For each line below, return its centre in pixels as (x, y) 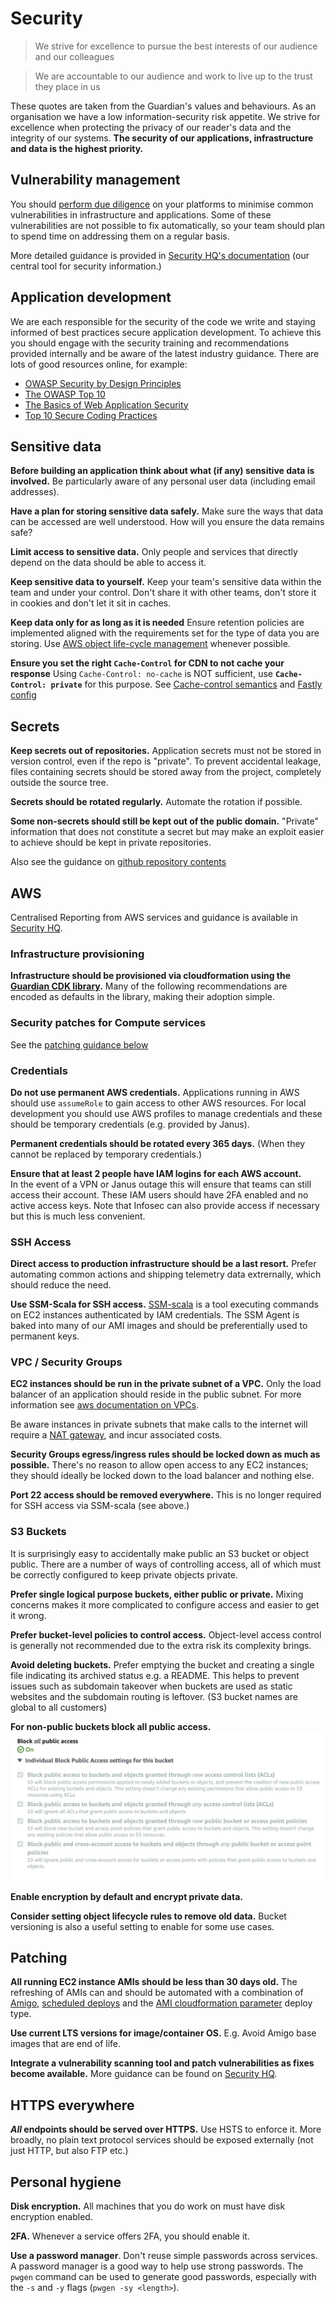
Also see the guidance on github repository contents (118, 862)
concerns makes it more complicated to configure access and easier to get (165, 1604)
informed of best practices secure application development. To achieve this (166, 332)
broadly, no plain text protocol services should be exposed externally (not (162, 2140)
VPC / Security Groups (66, 1362)
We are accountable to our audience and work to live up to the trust (173, 76)
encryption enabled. (51, 2216)
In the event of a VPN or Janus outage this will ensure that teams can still (161, 1184)
